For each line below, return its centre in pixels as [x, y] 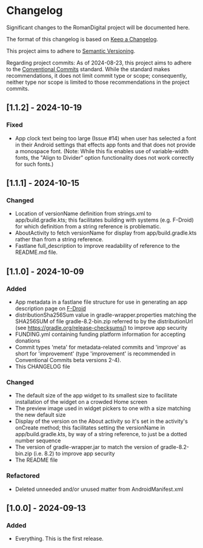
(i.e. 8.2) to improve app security [74, 454]
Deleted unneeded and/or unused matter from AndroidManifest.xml [99, 489]
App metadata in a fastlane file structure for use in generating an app [101, 302]
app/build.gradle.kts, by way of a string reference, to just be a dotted [101, 434]
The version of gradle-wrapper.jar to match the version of [87, 447]
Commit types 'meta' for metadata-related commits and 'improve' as [101, 347]
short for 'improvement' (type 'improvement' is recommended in [95, 354]
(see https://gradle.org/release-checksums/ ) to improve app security [101, 328]
